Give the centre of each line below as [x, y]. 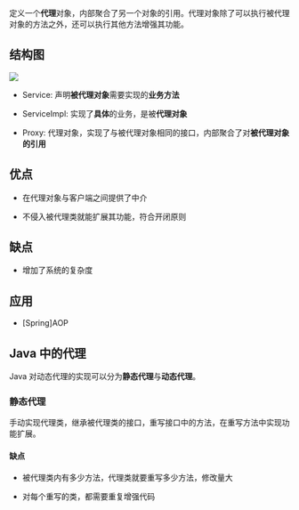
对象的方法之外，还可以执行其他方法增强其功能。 [99, 24]
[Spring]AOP [45, 323]
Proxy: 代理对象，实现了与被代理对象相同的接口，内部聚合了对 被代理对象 [156, 133]
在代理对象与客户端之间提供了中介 [85, 198]
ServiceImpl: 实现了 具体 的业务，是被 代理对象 [105, 113]
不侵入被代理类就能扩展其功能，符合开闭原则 [104, 216]
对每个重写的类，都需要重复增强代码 [89, 496]
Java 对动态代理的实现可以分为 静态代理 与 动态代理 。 [105, 376]
